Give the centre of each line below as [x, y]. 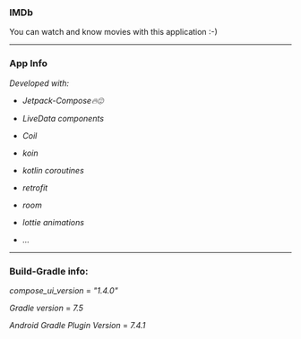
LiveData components [63, 118]
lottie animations [53, 222]
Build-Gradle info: [49, 271]
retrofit [35, 187]
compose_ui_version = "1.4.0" [64, 290]
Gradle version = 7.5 [46, 308]
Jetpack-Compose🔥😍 [63, 100]
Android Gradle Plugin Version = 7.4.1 [77, 325]
